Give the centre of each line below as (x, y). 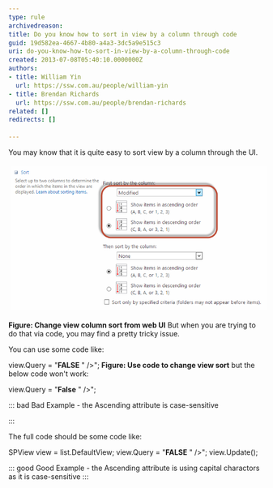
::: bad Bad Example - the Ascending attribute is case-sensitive (113, 405)
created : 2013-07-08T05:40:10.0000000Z (76, 60)
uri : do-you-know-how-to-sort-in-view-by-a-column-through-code (119, 51)
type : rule (27, 17)
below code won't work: (49, 374)
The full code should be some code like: (75, 436)
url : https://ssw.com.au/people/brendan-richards (101, 103)
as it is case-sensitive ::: (49, 476)
